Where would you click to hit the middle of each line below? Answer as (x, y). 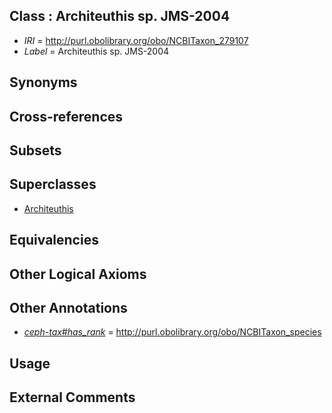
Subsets (35, 150)
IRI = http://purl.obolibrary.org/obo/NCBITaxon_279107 (136, 40)
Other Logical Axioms (78, 274)
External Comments (72, 397)
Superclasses (53, 184)
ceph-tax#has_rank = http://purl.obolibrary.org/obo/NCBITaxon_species (172, 332)
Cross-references (66, 116)
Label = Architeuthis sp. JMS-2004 (96, 51)
